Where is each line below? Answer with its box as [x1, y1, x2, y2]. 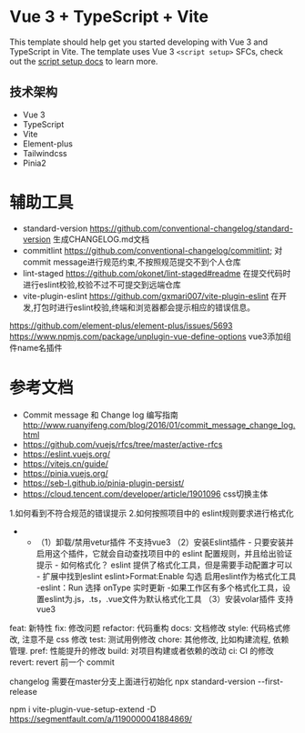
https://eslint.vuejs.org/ [22, 448, 111, 459]
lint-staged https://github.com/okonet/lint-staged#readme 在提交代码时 [22, 267, 291, 278]
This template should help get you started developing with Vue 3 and [9, 36, 269, 47]
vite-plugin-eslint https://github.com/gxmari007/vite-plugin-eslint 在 [22, 290, 280, 301]
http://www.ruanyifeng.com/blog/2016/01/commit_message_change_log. [22, 419, 296, 430]
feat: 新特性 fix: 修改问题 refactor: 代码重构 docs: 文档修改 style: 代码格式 [9, 622, 283, 633]
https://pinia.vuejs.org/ [22, 467, 109, 478]
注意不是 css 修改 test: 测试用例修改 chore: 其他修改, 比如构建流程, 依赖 [21, 634, 290, 645]
